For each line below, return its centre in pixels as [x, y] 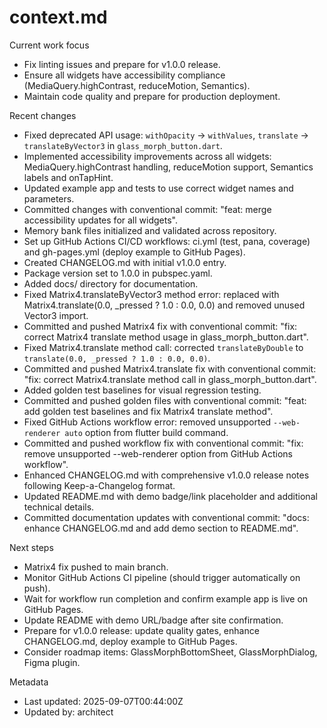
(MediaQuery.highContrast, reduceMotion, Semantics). [137, 85]
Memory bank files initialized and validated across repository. [150, 230]
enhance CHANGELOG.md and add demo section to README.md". [161, 528]
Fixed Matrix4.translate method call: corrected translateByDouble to [163, 347]
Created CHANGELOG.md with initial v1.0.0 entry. [125, 262]
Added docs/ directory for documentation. [111, 283]
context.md [58, 17]
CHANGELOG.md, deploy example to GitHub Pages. [130, 641]
